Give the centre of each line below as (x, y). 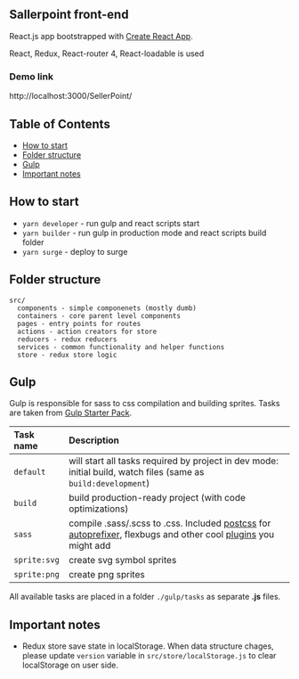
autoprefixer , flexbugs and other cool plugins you (171, 535)
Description (94, 440)
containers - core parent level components (99, 315)
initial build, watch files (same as (136, 472)
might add (89, 545)
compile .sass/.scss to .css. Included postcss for (170, 523)
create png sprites (106, 575)
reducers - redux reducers (67, 339)
